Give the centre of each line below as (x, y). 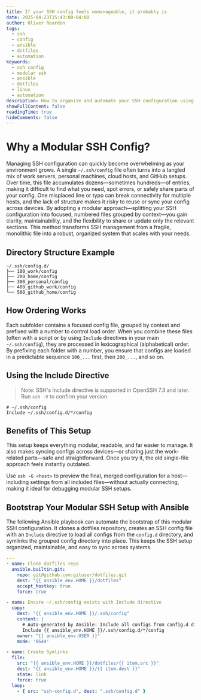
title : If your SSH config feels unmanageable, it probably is (87, 12)
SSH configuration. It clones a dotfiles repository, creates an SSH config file (100, 528)
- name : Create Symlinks (37, 652)
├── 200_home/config (32, 276)
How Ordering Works (46, 311)
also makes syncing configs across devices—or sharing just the (85, 452)
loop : (19, 686)
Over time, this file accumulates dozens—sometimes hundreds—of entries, (99, 182)
